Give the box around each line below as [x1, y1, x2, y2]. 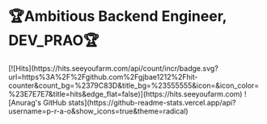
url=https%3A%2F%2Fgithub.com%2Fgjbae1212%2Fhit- [8, 72, 198, 81]
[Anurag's [8, 97, 42, 107]
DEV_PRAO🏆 [8, 31, 100, 50]
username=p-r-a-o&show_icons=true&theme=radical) [8, 106, 189, 116]
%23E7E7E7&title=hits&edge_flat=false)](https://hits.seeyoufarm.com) [8, 89, 243, 98]
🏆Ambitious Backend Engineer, [8, 7, 227, 26]
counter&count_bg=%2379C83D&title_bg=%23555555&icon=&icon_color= [8, 81, 260, 90]
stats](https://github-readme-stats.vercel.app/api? [68, 97, 236, 107]
